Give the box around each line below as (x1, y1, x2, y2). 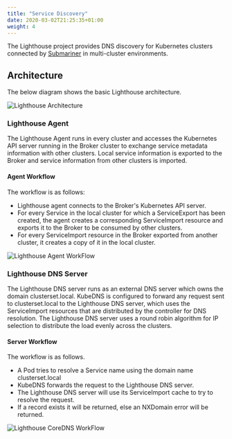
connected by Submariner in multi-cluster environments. (7, 49, 168, 58)
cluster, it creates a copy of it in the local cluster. (17, 238, 156, 246)
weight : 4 (7, 23, 36, 30)
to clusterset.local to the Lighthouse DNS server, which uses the (7, 299, 190, 307)
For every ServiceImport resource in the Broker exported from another (17, 230, 218, 239)
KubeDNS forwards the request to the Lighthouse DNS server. (17, 381, 194, 389)
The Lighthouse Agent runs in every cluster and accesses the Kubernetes (7, 135, 217, 143)
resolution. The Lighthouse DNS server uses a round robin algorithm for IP (7, 313, 219, 322)
